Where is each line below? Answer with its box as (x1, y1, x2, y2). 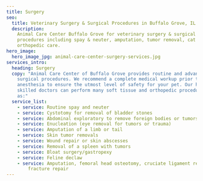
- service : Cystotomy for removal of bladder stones (17, 110, 153, 116)
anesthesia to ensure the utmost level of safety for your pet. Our (17, 82, 193, 88)
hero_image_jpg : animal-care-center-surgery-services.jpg (11, 54, 161, 60)
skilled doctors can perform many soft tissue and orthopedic (17, 87, 177, 94)
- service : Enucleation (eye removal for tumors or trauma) (17, 121, 172, 127)
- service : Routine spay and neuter (17, 104, 110, 110)
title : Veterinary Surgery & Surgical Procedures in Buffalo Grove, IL (11, 20, 196, 26)
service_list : (11, 98, 47, 104)
